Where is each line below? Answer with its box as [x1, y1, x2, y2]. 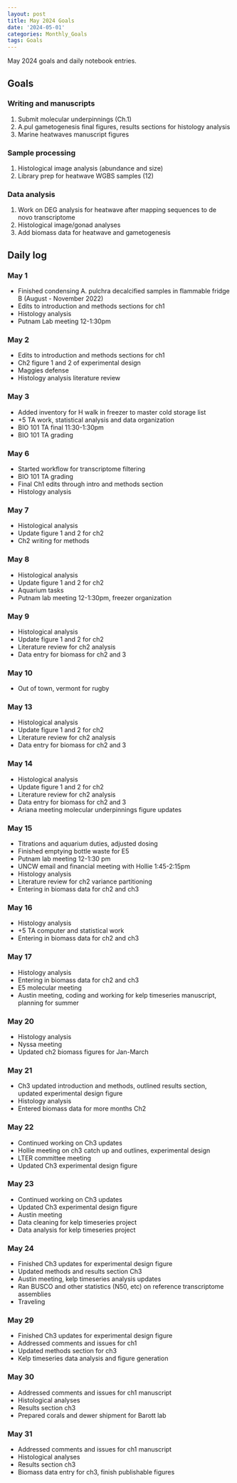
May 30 [7, 1372, 34, 1382]
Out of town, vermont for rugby [17, 684, 110, 693]
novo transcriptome [17, 213, 76, 222]
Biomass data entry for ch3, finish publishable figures [17, 1468, 175, 1477]
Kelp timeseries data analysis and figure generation [17, 1354, 169, 1363]
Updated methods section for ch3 [17, 1347, 117, 1355]
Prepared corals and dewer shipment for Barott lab [17, 1411, 167, 1419]
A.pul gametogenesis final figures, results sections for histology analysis [17, 122, 231, 131]
